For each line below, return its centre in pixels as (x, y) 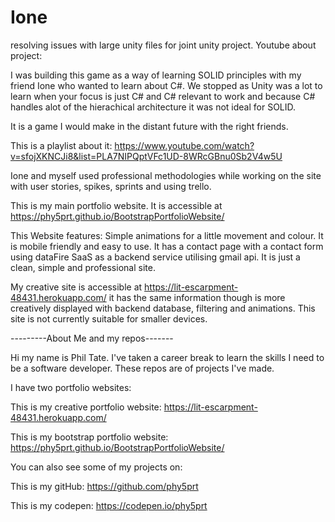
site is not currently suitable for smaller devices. (109, 318)
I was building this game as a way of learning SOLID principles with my (156, 75)
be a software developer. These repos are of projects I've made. (142, 368)
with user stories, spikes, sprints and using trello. (111, 186)
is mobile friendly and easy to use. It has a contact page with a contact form (167, 246)
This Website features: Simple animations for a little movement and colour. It (167, 235)
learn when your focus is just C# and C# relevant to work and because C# (163, 96)
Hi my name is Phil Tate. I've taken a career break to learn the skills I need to (167, 357)
